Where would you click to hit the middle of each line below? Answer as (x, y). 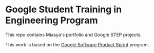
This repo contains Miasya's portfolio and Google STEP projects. (74, 34)
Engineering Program (52, 20)
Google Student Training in (64, 10)
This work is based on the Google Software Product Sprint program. (77, 44)
